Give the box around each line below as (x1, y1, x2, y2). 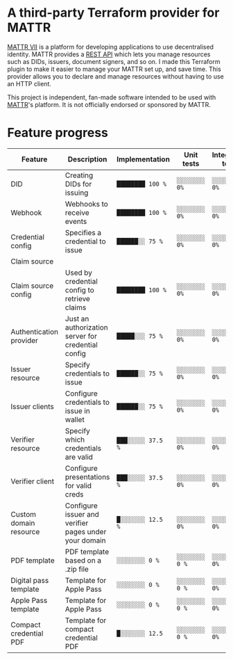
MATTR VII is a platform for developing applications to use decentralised (7, 42, 214, 51)
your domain (64, 536, 106, 545)
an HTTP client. (7, 79, 52, 88)
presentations (64, 472, 110, 481)
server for (64, 331, 97, 341)
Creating (64, 170, 94, 180)
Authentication (10, 327, 59, 337)
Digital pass (10, 575, 49, 585)
